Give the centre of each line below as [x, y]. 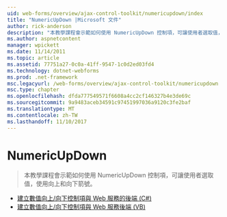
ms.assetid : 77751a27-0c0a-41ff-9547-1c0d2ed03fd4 [81, 64]
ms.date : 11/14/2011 [37, 52]
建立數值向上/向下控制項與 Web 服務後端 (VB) [81, 207]
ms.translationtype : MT [41, 109]
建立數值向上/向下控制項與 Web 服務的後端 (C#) [84, 199]
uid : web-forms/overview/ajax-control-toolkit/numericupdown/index [105, 13]
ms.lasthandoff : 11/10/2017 [47, 122]
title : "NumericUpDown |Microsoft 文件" [64, 20]
